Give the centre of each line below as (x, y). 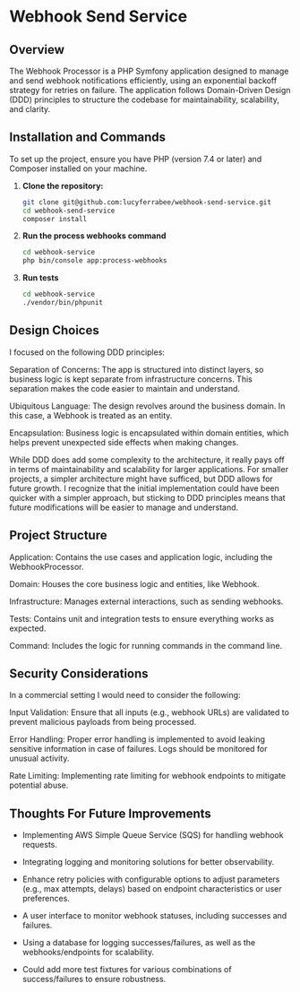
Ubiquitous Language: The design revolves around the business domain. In (147, 406)
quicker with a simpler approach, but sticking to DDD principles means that (147, 497)
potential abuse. (39, 785)
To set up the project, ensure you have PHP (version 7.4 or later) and (136, 159)
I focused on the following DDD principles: (87, 352)
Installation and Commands (88, 138)
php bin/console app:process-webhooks (94, 261)
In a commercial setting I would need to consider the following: (125, 695)
